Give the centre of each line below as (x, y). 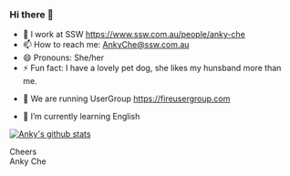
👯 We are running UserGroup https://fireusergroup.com (126, 98)
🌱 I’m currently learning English (81, 117)
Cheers (23, 152)
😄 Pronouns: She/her (63, 57)
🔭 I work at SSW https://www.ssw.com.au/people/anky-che (134, 35)
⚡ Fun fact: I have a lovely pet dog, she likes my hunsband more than (152, 68)
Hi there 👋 (32, 15)
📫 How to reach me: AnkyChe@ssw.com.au (106, 45)
